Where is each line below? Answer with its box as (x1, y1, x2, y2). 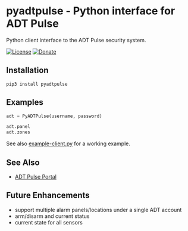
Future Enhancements (6, 191, 90, 201)
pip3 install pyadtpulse (6, 81, 68, 87)
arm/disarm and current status (14, 213, 90, 220)
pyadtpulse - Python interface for (6, 4, 176, 18)
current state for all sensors (14, 218, 83, 226)
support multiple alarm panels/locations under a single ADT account (14, 206, 182, 213)
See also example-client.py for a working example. (6, 140, 131, 147)
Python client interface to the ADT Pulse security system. (6, 36, 146, 43)
